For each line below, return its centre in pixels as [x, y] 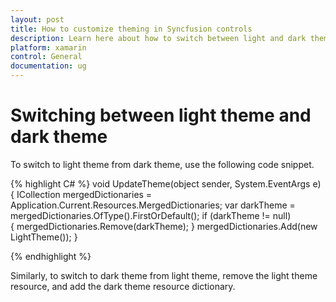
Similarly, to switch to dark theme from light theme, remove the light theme [164, 275]
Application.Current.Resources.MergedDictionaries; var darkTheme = [153, 205]
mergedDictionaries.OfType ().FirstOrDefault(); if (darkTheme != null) [151, 215]
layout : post [37, 19]
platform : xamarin [48, 47]
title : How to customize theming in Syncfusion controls [131, 29]
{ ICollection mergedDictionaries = [81, 194]
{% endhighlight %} [51, 256]
